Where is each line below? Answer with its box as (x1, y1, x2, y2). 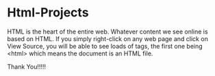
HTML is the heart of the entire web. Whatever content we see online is (7, 27, 208, 36)
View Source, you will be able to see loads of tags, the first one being (7, 42, 203, 50)
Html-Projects (7, 5, 89, 21)
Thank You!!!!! (7, 62, 47, 71)
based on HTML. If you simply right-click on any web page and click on (7, 34, 209, 42)
